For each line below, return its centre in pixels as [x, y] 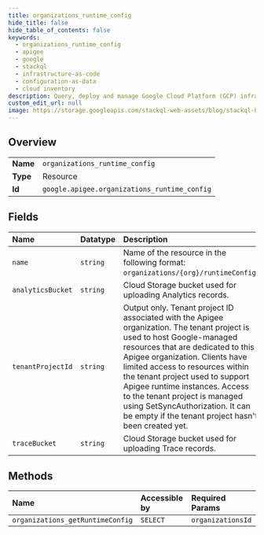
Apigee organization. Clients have [185, 356]
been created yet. [156, 426]
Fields [24, 217]
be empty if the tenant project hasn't [190, 415]
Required [209, 498]
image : [19, 111]
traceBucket [35, 443]
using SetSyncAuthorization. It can [187, 406]
